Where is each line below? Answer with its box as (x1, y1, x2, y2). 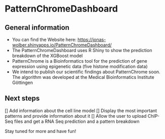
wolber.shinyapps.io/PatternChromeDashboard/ (12, 42, 112, 48)
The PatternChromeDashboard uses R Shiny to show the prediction (12, 48, 152, 53)
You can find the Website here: (12, 36, 77, 42)
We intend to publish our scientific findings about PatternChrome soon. (12, 69, 160, 75)
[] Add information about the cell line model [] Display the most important (5, 107, 157, 114)
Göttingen (12, 79, 33, 85)
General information (5, 23, 69, 32)
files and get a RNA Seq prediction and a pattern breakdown (14, 118, 140, 124)
